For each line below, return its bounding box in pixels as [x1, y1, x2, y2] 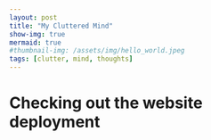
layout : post [9, 12, 58, 22]
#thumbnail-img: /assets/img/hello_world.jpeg [9, 46, 185, 55]
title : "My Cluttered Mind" [9, 21, 114, 30]
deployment [9, 112, 101, 132]
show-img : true [9, 29, 66, 38]
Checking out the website [9, 93, 203, 113]
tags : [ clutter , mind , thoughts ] [9, 54, 134, 63]
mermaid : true [9, 37, 62, 47]
